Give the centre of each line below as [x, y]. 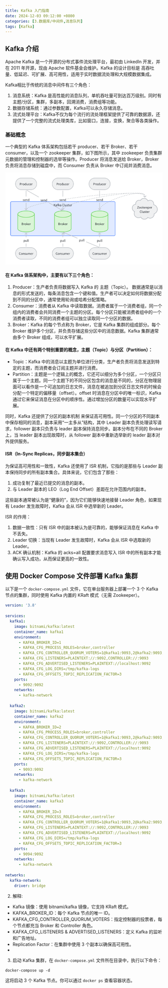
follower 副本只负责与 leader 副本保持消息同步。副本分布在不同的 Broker [88, 429]
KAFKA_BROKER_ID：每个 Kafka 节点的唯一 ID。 [62, 913]
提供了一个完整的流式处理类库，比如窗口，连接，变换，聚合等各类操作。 [87, 121]
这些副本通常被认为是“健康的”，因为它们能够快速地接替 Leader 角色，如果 [81, 500]
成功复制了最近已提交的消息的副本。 [50, 483]
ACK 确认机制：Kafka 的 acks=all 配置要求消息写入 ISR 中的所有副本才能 [87, 552]
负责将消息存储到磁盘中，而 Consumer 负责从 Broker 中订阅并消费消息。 [80, 166]
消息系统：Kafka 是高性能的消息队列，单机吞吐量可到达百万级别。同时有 [87, 96]
